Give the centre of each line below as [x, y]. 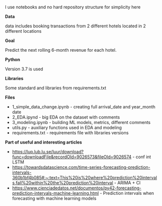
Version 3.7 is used [24, 69]
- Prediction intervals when [127, 193]
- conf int [142, 157]
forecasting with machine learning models [54, 198]
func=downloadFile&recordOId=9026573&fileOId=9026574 [72, 157]
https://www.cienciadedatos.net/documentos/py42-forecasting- [77, 188]
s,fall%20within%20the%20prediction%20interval [63, 183]
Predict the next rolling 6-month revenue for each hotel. [61, 50]
